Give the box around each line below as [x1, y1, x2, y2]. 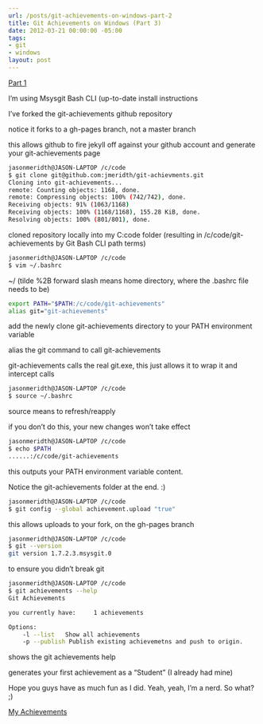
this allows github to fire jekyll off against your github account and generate [8, 140, 256, 149]
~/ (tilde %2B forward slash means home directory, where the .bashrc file [8, 276, 249, 285]
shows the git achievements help [8, 652, 117, 662]
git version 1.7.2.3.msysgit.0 [8, 549, 112, 558]
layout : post [8, 57, 52, 65]
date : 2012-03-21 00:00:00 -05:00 [8, 26, 123, 34]
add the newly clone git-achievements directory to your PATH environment [8, 321, 253, 331]
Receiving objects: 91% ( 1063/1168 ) [8, 201, 130, 209]
